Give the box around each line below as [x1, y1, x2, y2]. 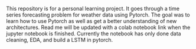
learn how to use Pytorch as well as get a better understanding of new [6, 18, 177, 24]
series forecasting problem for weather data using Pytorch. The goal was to [6, 11, 190, 18]
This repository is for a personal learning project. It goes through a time [6, 5, 180, 12]
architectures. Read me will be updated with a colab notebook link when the [6, 24, 191, 31]
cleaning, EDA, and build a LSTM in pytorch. [6, 37, 113, 43]
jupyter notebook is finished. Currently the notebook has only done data [6, 30, 181, 37]
